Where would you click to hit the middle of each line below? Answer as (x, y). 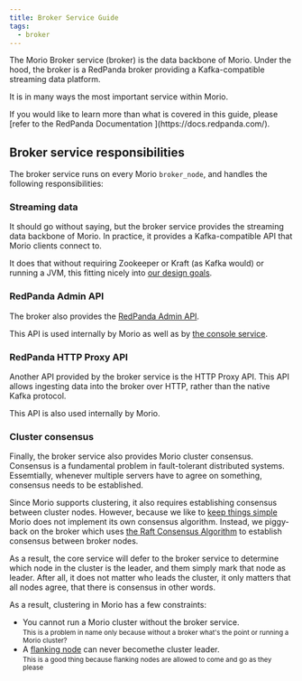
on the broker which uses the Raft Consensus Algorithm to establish (156, 532)
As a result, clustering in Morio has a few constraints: (108, 605)
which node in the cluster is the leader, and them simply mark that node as (148, 568)
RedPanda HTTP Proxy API (69, 357)
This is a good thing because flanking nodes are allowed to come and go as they (147, 660)
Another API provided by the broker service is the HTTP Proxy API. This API (150, 377)
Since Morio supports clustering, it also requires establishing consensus (143, 503)
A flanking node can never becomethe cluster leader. (121, 649)
